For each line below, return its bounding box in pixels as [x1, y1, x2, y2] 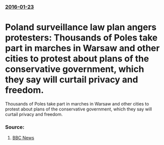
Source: [5, 123, 25, 130]
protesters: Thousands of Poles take [5, 32, 158, 43]
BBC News [12, 135, 35, 141]
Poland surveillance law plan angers [5, 22, 157, 33]
